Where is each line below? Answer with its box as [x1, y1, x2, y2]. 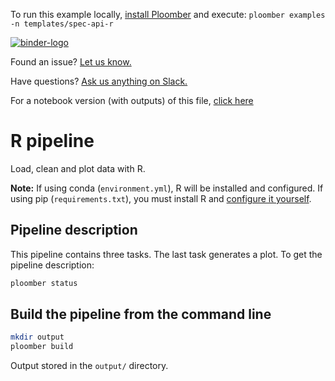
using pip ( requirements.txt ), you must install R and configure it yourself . [10, 192, 312, 204]
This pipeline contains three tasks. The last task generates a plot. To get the [10, 248, 323, 260]
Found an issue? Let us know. [10, 56, 132, 68]
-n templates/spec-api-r [10, 19, 114, 29]
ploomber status [10, 278, 78, 288]
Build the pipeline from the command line [10, 306, 272, 323]
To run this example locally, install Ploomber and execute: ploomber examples [10, 9, 326, 20]
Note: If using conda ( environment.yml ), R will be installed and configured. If [10, 182, 324, 194]
